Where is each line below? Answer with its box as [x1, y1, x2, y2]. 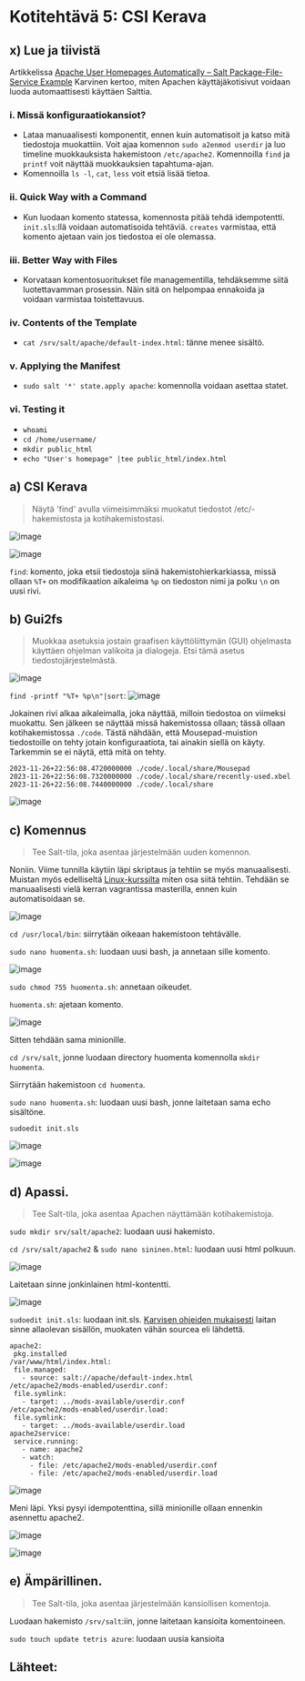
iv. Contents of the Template [9, 316, 137, 329]
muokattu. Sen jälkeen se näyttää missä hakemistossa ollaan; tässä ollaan [9, 717, 286, 729]
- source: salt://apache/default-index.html [21, 1373, 194, 1382]
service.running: [13, 1437, 79, 1446]
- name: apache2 [21, 1445, 84, 1454]
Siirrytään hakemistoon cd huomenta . [9, 1079, 146, 1090]
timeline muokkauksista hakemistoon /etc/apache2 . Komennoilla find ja [22, 148, 290, 160]
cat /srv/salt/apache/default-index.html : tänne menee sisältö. [22, 337, 265, 348]
